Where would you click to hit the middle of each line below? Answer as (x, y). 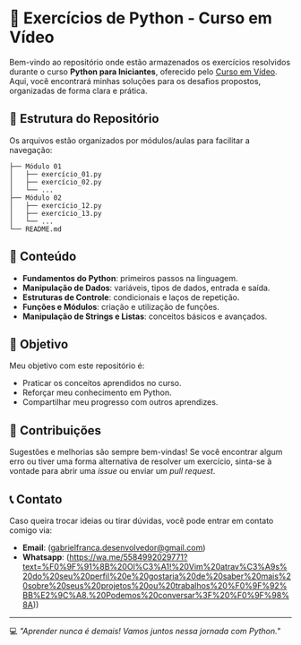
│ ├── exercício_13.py (56, 213)
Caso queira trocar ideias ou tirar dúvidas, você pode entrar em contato (142, 520)
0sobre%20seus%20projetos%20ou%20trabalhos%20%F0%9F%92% (155, 585)
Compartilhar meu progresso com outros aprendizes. (120, 402)
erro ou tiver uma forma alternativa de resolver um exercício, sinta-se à (141, 461)
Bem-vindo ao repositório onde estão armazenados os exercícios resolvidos (150, 62)
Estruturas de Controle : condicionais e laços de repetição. (131, 297)
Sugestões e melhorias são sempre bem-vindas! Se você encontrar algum (146, 452)
